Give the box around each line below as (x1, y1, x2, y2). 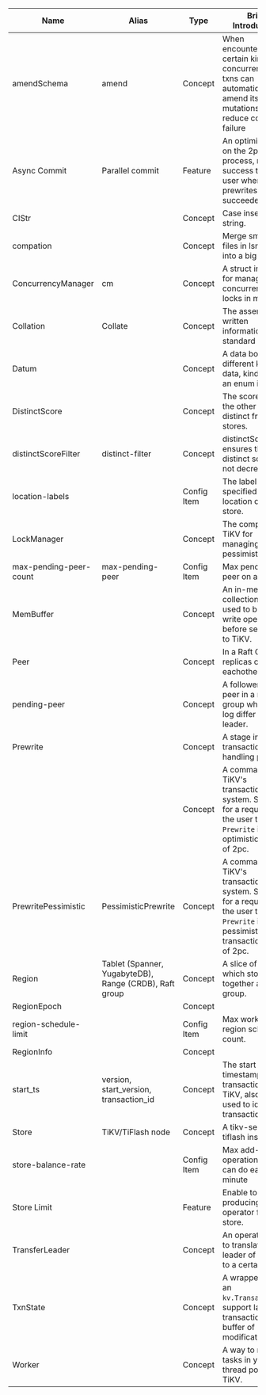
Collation (12, 321, 46, 331)
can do (222, 1164, 249, 1175)
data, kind (222, 368, 260, 379)
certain (222, 53, 249, 64)
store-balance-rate (12, 1160, 86, 1170)
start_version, (101, 1084, 152, 1095)
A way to (222, 1344, 255, 1355)
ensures (222, 444, 253, 454)
